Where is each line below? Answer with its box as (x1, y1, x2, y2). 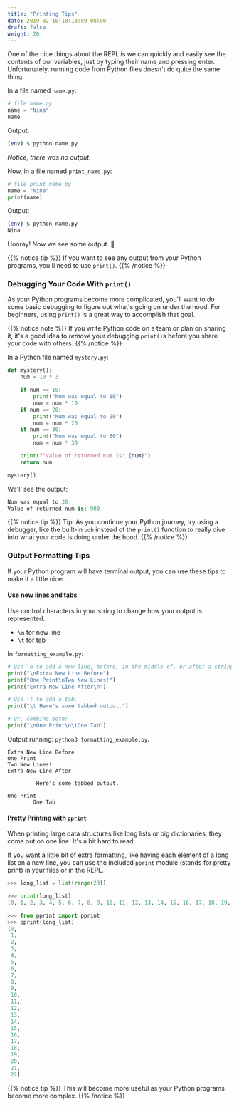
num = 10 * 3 (20, 373, 59, 381)
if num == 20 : (20, 406, 62, 413)
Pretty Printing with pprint (7, 814, 87, 822)
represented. (7, 614, 46, 623)
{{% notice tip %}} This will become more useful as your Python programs (7, 1083, 225, 1092)
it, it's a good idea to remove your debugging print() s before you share (7, 332, 218, 341)
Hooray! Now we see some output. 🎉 (7, 240, 115, 249)
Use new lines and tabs (7, 591, 78, 599)
